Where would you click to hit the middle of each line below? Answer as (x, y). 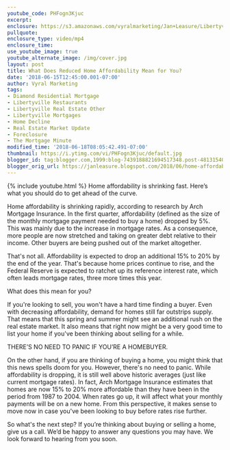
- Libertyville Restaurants (47, 103)
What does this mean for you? (49, 291)
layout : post (26, 64)
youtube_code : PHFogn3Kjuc (46, 13)
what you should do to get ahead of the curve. (73, 193)
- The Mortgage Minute (39, 141)
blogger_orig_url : (33, 166)
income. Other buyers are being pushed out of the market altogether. (104, 242)
